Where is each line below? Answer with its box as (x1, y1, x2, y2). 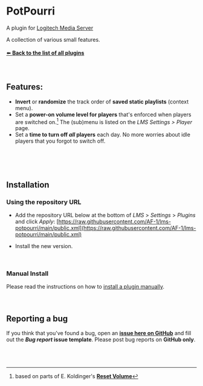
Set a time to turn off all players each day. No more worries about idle (14, 131, 190, 139)
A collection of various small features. (6, 36, 101, 43)
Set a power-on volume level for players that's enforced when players (14, 111, 192, 118)
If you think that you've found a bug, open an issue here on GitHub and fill (6, 330, 192, 337)
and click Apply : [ (14, 218, 59, 225)
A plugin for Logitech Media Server (6, 24, 94, 31)
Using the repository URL (6, 198, 82, 206)
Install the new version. (14, 243, 73, 250)
